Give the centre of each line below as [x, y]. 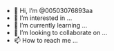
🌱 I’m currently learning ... [50, 25]
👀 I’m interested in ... [43, 18]
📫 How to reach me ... [46, 40]
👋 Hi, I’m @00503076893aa [53, 11]
